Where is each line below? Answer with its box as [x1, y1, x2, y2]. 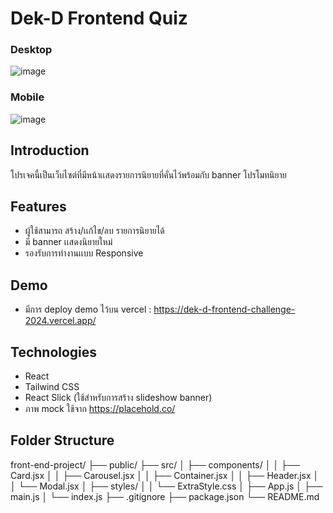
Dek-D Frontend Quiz [10, 7, 188, 30]
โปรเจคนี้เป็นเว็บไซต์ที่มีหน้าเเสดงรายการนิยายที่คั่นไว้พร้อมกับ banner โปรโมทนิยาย [10, 168, 287, 181]
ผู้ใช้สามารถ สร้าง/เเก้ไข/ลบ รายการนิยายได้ [24, 225, 165, 237]
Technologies [10, 343, 98, 361]
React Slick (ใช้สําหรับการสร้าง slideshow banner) [24, 392, 213, 404]
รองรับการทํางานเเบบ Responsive [24, 247, 144, 259]
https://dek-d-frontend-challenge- [153, 303, 296, 316]
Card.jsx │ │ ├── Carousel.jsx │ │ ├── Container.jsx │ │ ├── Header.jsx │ [10, 469, 320, 481]
